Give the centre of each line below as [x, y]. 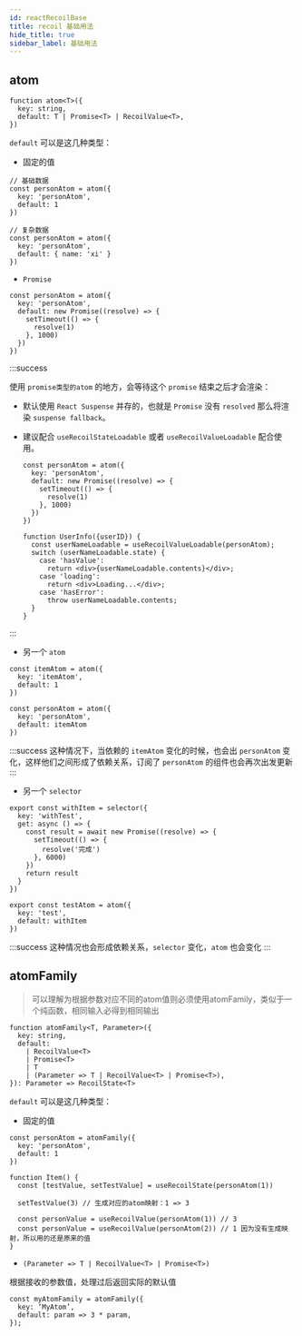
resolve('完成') [71, 850]
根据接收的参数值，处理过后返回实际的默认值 [93, 1282]
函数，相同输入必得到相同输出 [103, 1010]
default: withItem [53, 921]
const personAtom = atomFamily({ [73, 1138]
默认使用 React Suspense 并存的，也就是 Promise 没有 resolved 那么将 [152, 406]
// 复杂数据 [29, 231]
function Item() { [44, 1177]
